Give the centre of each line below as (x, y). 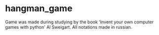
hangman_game (39, 9)
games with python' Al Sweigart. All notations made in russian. (69, 27)
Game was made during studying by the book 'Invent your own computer (79, 22)
